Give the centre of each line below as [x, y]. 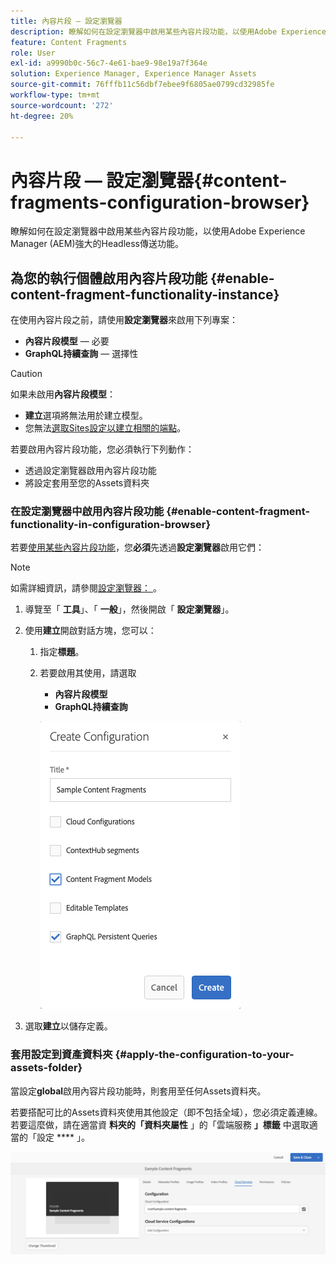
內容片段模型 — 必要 [67, 341]
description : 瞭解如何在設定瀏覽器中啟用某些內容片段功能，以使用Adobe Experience [168, 31]
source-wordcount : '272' [62, 105]
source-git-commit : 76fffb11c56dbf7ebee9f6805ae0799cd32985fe [142, 85]
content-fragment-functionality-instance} [145, 294]
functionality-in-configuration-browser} [111, 525]
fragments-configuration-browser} [160, 202]
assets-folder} [46, 1068]
